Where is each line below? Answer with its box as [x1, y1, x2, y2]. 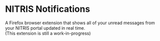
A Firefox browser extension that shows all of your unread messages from [5, 20, 155, 26]
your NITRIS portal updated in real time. [5, 25, 85, 31]
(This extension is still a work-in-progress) [5, 30, 91, 36]
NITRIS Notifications [5, 3, 90, 15]
